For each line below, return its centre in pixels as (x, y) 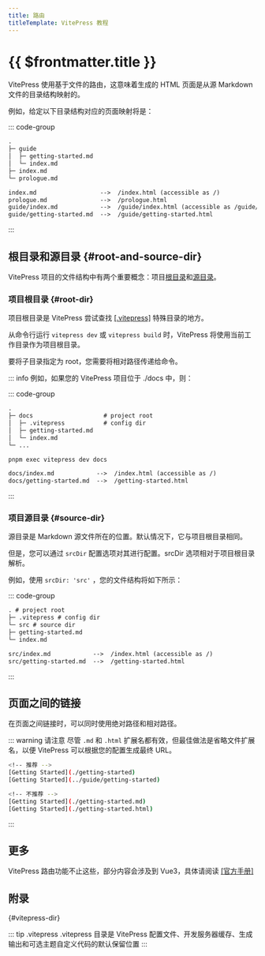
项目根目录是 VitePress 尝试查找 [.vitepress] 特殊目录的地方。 (108, 318)
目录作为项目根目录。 (49, 345)
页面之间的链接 (45, 703)
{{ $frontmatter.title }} (82, 62)
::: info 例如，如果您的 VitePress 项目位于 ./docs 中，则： (101, 378)
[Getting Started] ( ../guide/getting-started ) (84, 780)
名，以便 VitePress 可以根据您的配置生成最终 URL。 (92, 750)
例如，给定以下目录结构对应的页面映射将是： (81, 111)
